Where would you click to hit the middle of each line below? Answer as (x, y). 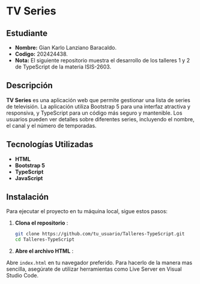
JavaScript (29, 178)
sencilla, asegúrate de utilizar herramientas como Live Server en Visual (94, 269)
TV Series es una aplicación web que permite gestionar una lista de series (98, 100)
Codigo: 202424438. (41, 54)
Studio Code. (23, 276)
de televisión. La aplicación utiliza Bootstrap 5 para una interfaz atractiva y (98, 106)
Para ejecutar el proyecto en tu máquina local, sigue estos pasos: (87, 211)
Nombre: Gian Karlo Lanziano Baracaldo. (66, 47)
